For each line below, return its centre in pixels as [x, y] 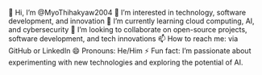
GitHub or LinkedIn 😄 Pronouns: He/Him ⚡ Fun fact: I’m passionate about [130, 51]
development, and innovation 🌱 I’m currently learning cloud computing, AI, [132, 21]
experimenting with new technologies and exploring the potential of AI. [126, 62]
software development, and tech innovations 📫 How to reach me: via [123, 39]
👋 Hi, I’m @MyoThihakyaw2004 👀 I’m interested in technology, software [127, 12]
